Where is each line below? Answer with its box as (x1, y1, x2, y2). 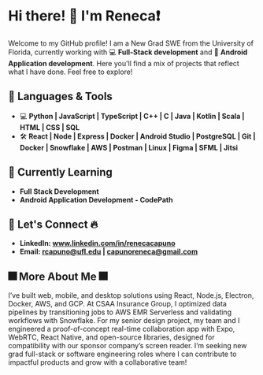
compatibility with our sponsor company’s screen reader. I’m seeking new (8, 341, 247, 351)
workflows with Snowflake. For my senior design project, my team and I (8, 316, 240, 325)
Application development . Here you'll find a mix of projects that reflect (8, 58, 240, 68)
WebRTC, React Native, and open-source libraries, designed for (8, 332, 215, 342)
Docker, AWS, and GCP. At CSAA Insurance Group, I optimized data (8, 299, 227, 309)
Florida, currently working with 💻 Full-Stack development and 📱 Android (8, 47, 248, 57)
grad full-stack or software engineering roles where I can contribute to (8, 349, 237, 359)
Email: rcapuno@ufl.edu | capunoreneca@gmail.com (19, 247, 198, 257)
